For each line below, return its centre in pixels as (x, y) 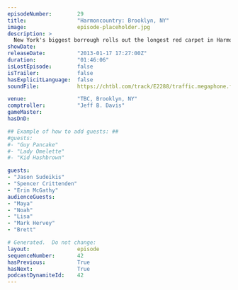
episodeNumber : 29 (45, 14)
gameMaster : (25, 112)
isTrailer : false (50, 73)
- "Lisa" (20, 216)
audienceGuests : (31, 197)
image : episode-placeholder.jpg (79, 27)
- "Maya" (20, 203)
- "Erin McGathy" (33, 190)
